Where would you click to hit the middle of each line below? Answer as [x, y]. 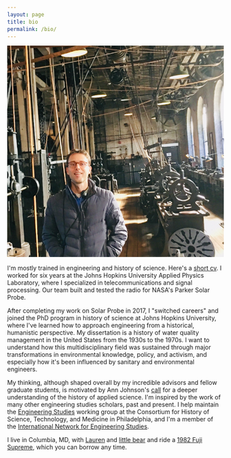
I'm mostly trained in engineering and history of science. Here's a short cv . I [114, 268]
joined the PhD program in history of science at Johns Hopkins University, [112, 318]
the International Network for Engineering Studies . [78, 426]
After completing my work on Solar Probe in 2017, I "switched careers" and [113, 311]
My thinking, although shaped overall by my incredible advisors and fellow [112, 382]
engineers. [22, 369]
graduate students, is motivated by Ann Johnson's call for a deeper [102, 390]
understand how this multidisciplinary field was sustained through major [109, 347]
